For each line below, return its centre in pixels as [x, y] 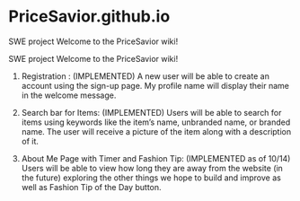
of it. [30, 141]
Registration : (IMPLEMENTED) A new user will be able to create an [146, 76]
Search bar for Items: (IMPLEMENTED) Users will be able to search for [151, 112]
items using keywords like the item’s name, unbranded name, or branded [156, 122]
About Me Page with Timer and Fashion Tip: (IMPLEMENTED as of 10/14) [156, 158]
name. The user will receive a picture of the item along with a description [156, 131]
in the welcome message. [69, 95]
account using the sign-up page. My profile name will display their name [155, 85]
